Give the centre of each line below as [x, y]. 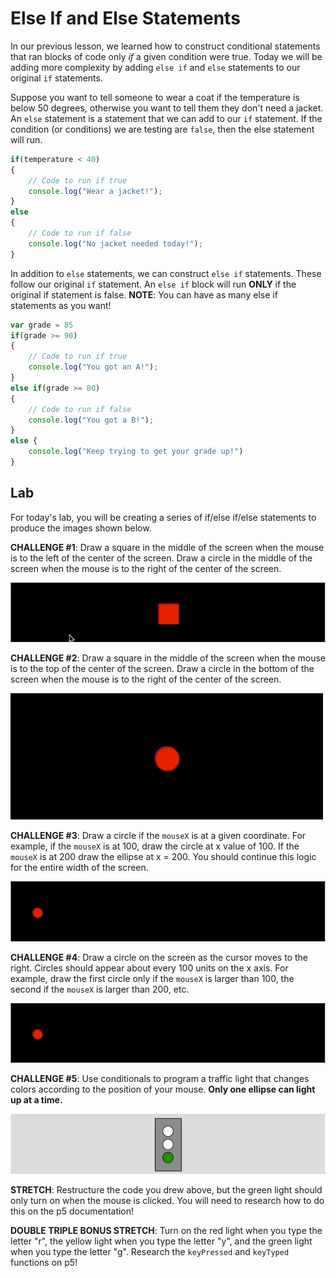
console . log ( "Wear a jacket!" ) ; [95, 191]
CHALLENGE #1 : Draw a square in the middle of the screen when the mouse [167, 547]
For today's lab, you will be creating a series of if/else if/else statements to [163, 517]
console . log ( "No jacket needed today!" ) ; [115, 243]
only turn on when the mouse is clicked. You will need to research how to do [167, 1200]
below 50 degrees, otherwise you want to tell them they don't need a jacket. [167, 108]
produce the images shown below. [81, 528]
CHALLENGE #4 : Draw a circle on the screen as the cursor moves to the [159, 957]
